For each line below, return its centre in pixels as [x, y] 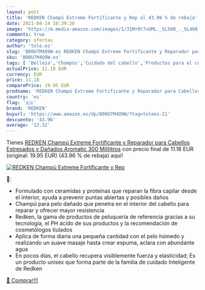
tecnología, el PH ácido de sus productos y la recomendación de [96, 224]
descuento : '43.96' [31, 119]
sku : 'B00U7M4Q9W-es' [34, 57]
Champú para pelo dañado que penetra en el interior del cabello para [102, 204]
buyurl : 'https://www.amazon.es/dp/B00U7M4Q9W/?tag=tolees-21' [88, 114]
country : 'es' [24, 97]
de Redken [29, 269]
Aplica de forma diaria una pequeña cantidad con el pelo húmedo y [100, 236]
